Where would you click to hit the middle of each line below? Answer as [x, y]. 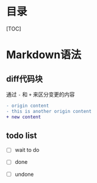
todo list [22, 135]
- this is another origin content [49, 111]
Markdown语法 [44, 55]
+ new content [24, 117]
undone [24, 174]
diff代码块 [24, 79]
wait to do [27, 150]
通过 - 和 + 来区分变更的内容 [41, 94]
